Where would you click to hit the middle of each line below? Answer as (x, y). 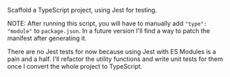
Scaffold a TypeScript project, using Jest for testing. (82, 10)
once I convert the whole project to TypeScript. (75, 66)
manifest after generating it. (47, 38)
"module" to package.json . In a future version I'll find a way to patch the (109, 31)
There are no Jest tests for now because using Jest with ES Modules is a (112, 52)
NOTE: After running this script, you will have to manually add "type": (107, 23)
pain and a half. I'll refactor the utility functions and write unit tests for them (115, 59)
